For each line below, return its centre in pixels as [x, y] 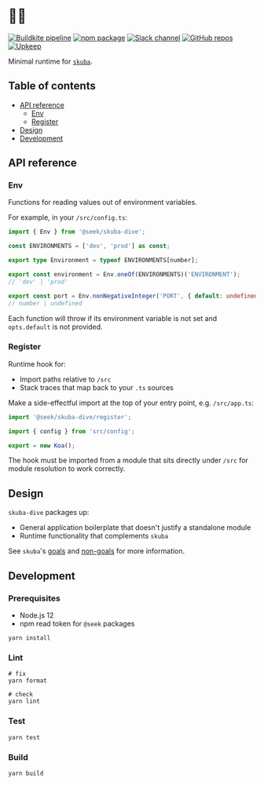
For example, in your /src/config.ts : [68, 217]
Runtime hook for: [37, 363]
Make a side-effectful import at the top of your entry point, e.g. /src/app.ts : [131, 403]
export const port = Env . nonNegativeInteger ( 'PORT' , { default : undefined [133, 296]
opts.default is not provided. [56, 327]
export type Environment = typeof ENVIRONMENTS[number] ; [103, 261]
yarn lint [24, 702]
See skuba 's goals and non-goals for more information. [97, 551]
